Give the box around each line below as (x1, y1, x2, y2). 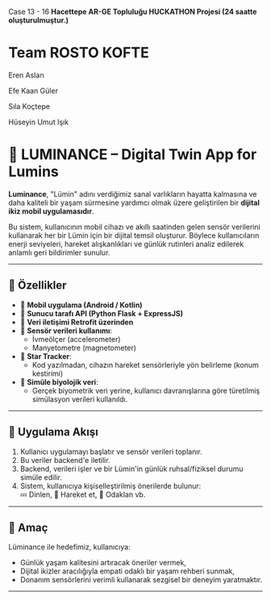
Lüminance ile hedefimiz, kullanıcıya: (8, 542, 131, 552)
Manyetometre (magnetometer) (31, 343, 137, 352)
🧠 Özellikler (8, 278, 67, 293)
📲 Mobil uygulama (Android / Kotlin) (19, 300, 143, 310)
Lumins (8, 163, 59, 181)
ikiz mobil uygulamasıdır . (8, 206, 94, 216)
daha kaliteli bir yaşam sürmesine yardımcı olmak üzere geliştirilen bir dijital (8, 198, 261, 207)
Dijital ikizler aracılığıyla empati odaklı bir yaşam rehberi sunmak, (19, 566, 236, 576)
